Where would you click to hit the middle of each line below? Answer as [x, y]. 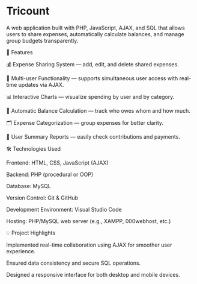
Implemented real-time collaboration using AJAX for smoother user [89, 245]
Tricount [28, 11]
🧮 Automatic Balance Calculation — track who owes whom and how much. [98, 110]
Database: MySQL [29, 186]
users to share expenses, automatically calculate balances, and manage [95, 34]
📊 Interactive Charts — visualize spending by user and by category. [90, 96]
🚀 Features [20, 52]
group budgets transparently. [42, 40]
